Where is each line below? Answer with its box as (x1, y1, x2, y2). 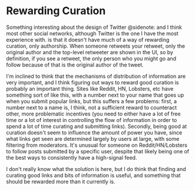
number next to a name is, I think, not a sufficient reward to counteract (6, 104, 177, 111)
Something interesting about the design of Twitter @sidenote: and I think (6, 24, 183, 31)
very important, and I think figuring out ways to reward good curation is (6, 78, 179, 86)
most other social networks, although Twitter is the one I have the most (6, 29, 179, 37)
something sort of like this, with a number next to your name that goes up (6, 91, 184, 98)
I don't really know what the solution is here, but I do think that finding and (6, 165, 187, 172)
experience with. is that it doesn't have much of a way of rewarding (6, 36, 170, 43)
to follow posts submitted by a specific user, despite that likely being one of (6, 147, 190, 154)
